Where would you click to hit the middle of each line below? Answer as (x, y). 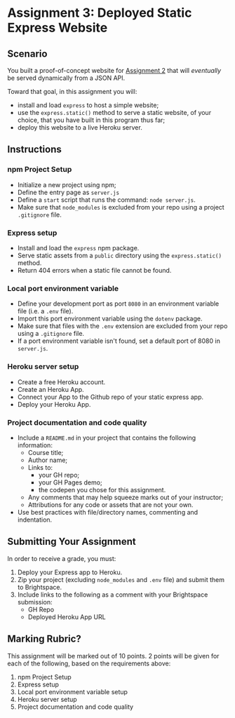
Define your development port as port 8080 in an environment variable (118, 304)
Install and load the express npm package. (78, 248)
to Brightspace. (39, 587)
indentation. (35, 520)
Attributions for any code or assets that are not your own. (110, 504)
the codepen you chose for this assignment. (102, 489)
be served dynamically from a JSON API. (66, 78)
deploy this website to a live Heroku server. (80, 127)
